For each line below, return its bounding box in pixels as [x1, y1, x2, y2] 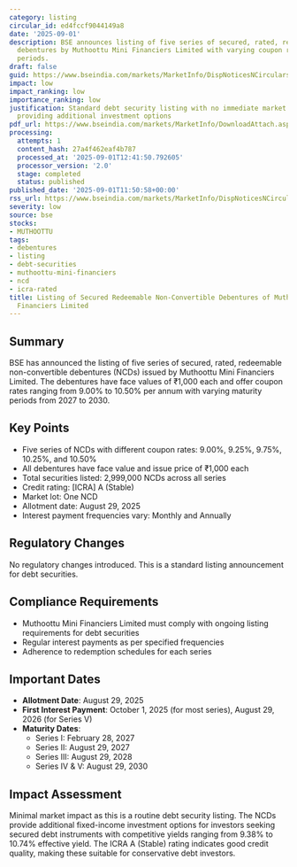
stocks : [9, 219, 38, 228]
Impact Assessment [9, 786, 122, 801]
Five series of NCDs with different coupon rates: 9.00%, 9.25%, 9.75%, [21, 444, 283, 454]
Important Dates [9, 671, 101, 686]
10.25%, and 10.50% [21, 453, 97, 464]
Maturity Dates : [21, 724, 81, 734]
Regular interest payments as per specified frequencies [21, 637, 225, 647]
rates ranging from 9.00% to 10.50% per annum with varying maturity [9, 386, 263, 397]
